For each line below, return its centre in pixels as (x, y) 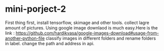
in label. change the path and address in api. (50, 43)
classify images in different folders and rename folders (101, 38)
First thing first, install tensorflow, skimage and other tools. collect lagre (77, 23)
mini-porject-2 (35, 9)
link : (10, 33)
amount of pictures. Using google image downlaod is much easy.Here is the (82, 27)
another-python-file (25, 38)
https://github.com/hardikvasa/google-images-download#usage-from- (87, 33)
